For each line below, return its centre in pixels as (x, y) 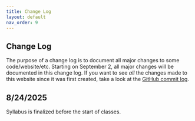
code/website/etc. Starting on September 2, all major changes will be (90, 67)
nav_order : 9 (22, 22)
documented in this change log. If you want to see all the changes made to (97, 73)
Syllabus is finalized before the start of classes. (64, 112)
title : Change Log (29, 11)
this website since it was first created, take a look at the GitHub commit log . (98, 79)
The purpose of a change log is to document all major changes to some (93, 60)
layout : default (26, 17)
